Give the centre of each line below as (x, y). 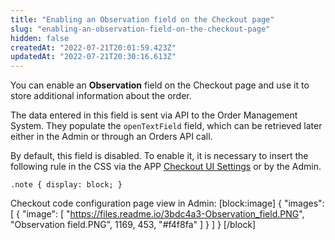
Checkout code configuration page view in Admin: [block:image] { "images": (167, 203)
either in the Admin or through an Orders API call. (111, 137)
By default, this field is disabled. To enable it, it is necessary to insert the (159, 156)
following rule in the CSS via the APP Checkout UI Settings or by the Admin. (166, 167)
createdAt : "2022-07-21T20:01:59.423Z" (93, 47)
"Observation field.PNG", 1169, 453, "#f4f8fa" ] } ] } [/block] (133, 225)
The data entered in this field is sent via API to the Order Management (154, 115)
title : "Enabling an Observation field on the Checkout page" (142, 19)
